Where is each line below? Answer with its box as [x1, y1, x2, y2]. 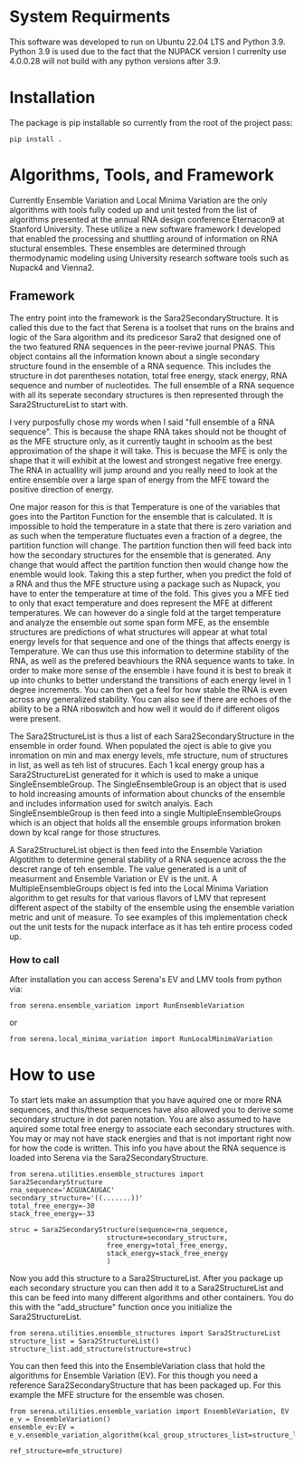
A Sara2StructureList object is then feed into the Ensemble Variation [9, 844, 263, 855]
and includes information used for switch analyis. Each [9, 798, 214, 809]
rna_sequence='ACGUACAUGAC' [9, 1185, 116, 1194]
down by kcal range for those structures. [9, 827, 161, 837]
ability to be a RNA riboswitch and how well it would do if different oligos [9, 703, 280, 714]
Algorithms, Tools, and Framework [9, 165, 274, 186]
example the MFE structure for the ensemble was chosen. [9, 1389, 225, 1400]
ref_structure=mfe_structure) [9, 1446, 124, 1455]
